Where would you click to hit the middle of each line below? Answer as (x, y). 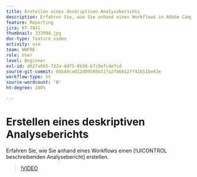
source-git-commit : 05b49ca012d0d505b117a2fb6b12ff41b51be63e (84, 72)
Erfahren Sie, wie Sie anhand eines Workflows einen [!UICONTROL (86, 151)
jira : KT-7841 (23, 28)
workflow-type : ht (28, 77)
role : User (19, 55)
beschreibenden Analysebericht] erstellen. (57, 156)
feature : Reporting (30, 22)
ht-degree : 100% (26, 88)
